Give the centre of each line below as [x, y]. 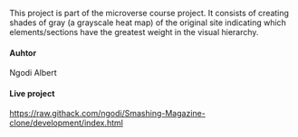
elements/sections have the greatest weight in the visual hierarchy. [134, 32]
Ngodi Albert [33, 73]
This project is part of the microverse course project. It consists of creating [149, 13]
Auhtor [23, 52]
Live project [32, 93]
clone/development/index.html [67, 123]
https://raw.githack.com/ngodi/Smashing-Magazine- [107, 114]
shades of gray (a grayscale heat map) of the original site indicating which [148, 23]
